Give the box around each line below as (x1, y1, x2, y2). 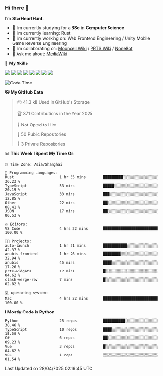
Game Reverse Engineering (12, 41, 67, 46)
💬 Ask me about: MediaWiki (12, 51, 67, 57)
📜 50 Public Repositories (17, 131, 67, 137)
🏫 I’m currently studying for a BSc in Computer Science (12, 25, 125, 31)
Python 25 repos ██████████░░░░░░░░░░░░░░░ (5, 318, 158, 324)
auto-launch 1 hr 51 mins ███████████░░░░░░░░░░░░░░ (5, 243, 158, 248)
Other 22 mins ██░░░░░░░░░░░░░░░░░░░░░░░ (5, 200, 158, 206)
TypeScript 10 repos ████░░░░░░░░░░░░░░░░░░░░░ (5, 327, 158, 332)
